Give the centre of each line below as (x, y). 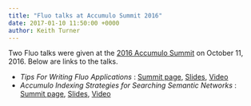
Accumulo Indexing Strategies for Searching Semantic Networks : (128, 85)
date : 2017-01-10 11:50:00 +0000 (64, 23)
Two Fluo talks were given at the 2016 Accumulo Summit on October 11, (126, 53)
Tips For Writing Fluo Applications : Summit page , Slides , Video (124, 77)
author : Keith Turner (44, 30)
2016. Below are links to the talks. (63, 61)
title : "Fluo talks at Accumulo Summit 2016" (85, 16)
